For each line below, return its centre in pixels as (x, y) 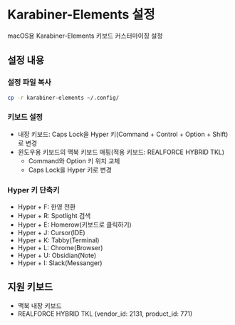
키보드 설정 (25, 117)
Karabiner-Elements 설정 (81, 15)
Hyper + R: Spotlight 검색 (54, 216)
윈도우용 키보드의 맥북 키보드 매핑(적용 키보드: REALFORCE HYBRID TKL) (121, 152)
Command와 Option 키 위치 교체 (74, 160)
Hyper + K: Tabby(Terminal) (58, 240)
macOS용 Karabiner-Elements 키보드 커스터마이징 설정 (85, 36)
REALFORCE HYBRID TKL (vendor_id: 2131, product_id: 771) (105, 314)
